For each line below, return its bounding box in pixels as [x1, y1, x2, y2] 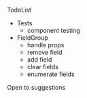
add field [27, 56, 52, 64]
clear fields [27, 63, 59, 71]
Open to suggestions [7, 84, 66, 91]
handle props [27, 41, 65, 49]
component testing [27, 27, 80, 34]
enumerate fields [27, 70, 75, 78]
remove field [27, 48, 63, 56]
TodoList [7, 6, 32, 14]
